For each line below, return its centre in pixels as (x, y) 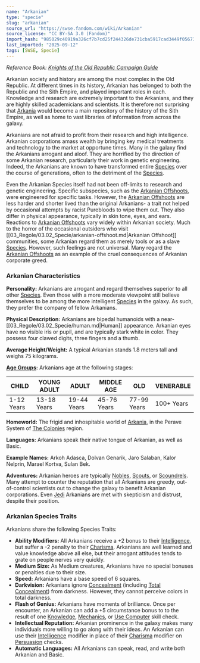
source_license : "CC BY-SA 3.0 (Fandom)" (58, 34)
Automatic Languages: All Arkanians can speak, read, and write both (100, 648)
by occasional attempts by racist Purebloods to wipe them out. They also (96, 210)
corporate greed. (27, 260)
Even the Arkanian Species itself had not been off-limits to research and (94, 184)
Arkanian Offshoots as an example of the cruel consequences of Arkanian (97, 254)
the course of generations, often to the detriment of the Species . (85, 173)
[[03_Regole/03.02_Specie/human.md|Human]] (64, 326)
